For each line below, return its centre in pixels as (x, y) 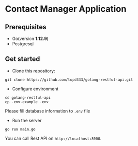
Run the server (27, 120)
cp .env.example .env (27, 102)
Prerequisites (26, 27)
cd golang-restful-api (28, 98)
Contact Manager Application (66, 9)
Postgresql (23, 44)
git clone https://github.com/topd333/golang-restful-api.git (69, 80)
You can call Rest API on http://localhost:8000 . (53, 138)
